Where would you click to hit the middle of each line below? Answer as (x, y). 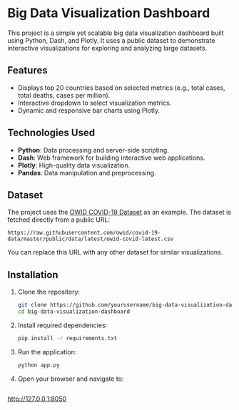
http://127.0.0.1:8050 (37, 399)
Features (27, 70)
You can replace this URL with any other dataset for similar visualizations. (115, 252)
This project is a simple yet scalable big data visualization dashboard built (116, 33)
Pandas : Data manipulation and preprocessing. (87, 173)
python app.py (39, 365)
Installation (33, 275)
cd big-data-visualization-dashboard (74, 312)
